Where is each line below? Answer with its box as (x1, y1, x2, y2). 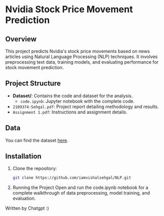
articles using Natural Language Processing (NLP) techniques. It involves (5, 53, 158, 60)
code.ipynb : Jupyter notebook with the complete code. (20, 98, 135, 104)
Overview (5, 35, 37, 43)
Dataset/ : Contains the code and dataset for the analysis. (12, 93, 133, 99)
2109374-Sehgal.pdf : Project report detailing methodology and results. (12, 103, 159, 110)
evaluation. (12, 195, 36, 202)
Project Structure (5, 79, 61, 88)
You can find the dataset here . (5, 137, 69, 143)
